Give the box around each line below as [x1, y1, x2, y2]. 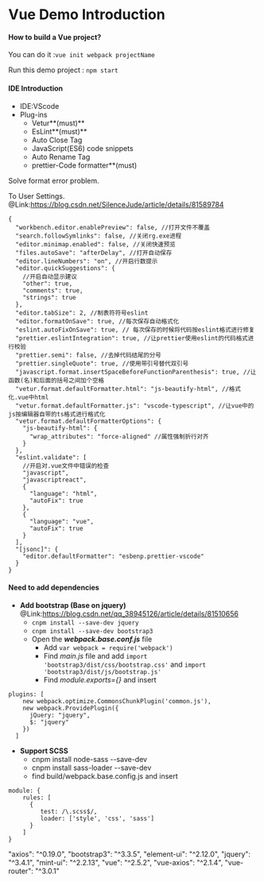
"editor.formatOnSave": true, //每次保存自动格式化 [15, 317, 180, 325]
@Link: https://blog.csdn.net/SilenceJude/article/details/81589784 [8, 199, 224, 209]
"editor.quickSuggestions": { [15, 264, 115, 272]
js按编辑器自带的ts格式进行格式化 [8, 410, 106, 418]
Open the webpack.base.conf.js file [31, 634, 153, 644]
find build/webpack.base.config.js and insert [31, 771, 179, 780]
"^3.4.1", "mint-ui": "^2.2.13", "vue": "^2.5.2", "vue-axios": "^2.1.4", [8, 857, 223, 867]
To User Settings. [8, 191, 65, 200]
